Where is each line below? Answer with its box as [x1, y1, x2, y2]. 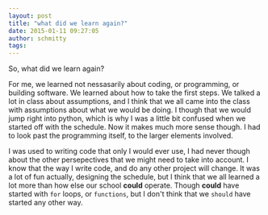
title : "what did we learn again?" [8, 19, 128, 27]
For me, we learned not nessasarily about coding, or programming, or [8, 80, 240, 89]
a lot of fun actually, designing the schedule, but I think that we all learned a [8, 172, 260, 182]
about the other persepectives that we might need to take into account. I [8, 155, 249, 165]
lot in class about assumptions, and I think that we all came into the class [8, 97, 250, 106]
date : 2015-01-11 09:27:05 [8, 27, 99, 35]
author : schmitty [8, 34, 67, 43]
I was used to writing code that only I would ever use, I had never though [8, 147, 250, 156]
